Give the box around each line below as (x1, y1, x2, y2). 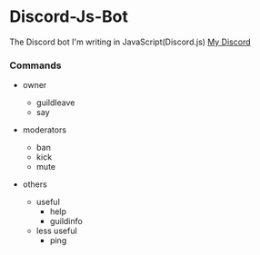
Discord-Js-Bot (9, 6, 129, 27)
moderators (22, 124, 66, 135)
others (22, 179, 47, 190)
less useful (35, 225, 77, 237)
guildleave (35, 97, 75, 108)
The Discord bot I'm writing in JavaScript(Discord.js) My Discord (9, 36, 252, 47)
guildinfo (49, 216, 84, 227)
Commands (9, 59, 62, 72)
